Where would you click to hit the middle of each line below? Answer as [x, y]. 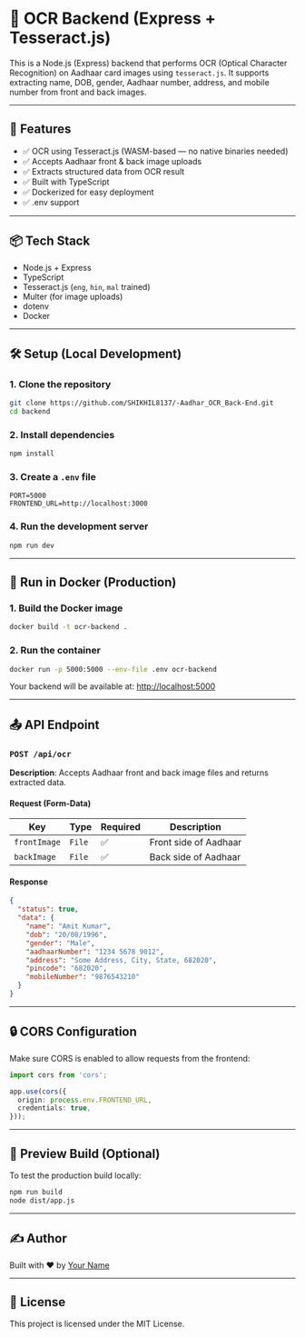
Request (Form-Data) [50, 803]
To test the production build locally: [75, 1175]
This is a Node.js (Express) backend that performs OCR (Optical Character [148, 63]
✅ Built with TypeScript [66, 182]
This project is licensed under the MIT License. [97, 1324]
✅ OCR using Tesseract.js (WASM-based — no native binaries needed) [155, 151]
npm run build [36, 1192]
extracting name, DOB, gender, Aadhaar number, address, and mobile [139, 82]
